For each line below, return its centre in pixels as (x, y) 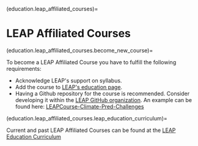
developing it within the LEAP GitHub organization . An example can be (104, 100)
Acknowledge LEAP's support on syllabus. (68, 80)
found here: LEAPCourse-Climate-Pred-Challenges (79, 106)
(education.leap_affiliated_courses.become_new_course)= (80, 50)
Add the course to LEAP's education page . (69, 87)
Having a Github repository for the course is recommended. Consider (102, 93)
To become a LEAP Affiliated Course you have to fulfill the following (91, 62)
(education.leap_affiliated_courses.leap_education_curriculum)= (87, 118)
